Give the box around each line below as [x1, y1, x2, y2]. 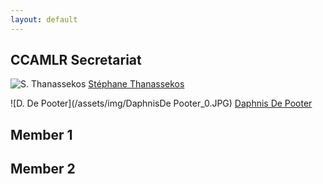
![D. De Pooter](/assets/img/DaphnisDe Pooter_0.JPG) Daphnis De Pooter [10, 97, 313, 110]
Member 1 [10, 126, 73, 143]
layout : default [10, 14, 78, 25]
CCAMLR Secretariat [10, 52, 142, 69]
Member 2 [10, 161, 76, 178]
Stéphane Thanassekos [88, 78, 185, 90]
